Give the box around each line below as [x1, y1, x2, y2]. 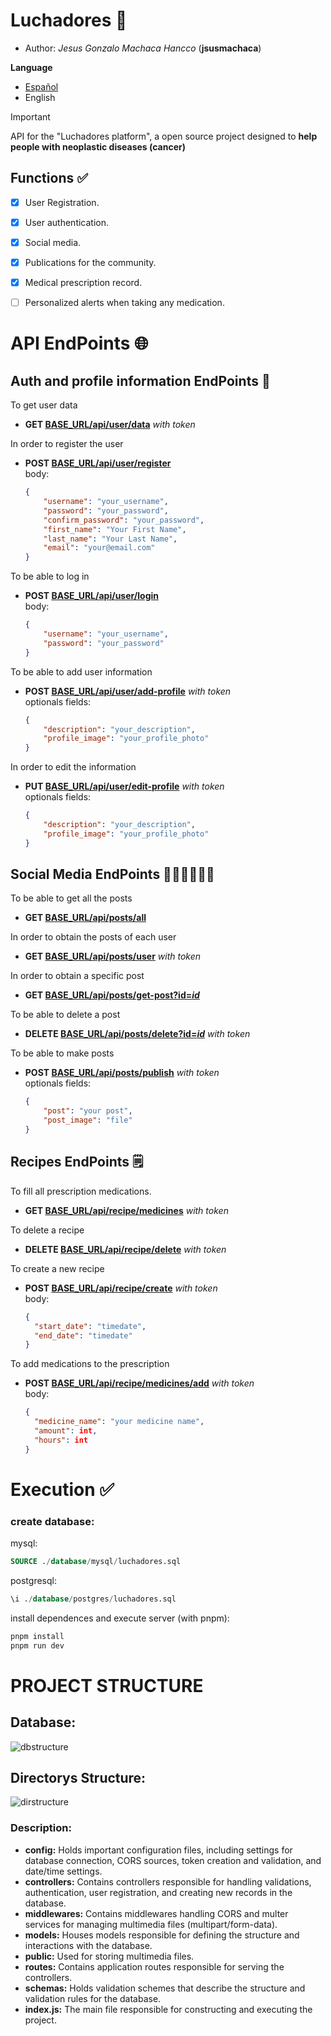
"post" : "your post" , [43, 1106, 133, 1116]
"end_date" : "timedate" [34, 1330, 133, 1341]
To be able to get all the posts [10, 892, 133, 904]
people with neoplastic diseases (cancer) [10, 140, 186, 153]
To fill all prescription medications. [10, 1185, 152, 1197]
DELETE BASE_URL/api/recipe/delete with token [24, 1243, 227, 1255]
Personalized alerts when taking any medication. [24, 297, 225, 309]
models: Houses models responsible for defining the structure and [24, 1929, 300, 1941]
